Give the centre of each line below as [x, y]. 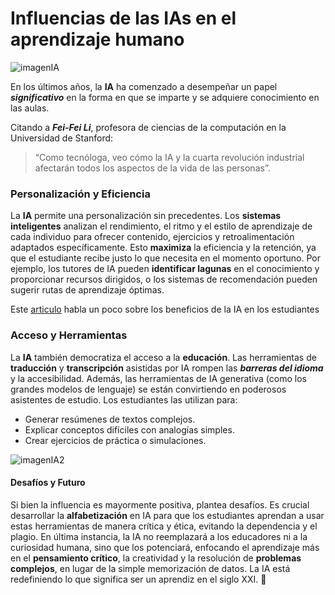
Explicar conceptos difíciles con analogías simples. [129, 429]
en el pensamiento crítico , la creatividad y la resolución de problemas [156, 558]
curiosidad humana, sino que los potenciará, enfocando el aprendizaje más [165, 547]
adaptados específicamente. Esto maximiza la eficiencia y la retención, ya [163, 248]
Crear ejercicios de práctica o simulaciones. [115, 440]
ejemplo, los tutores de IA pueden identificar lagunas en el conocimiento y [165, 269]
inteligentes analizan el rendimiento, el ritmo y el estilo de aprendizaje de [161, 226]
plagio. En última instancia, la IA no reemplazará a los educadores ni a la [159, 536]
